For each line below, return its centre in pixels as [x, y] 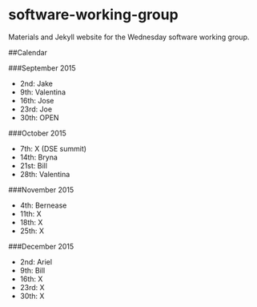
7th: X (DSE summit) [53, 148]
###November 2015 [41, 189]
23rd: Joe [36, 109]
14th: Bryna [39, 157]
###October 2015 [37, 133]
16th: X [31, 279]
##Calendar [28, 52]
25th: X [32, 231]
